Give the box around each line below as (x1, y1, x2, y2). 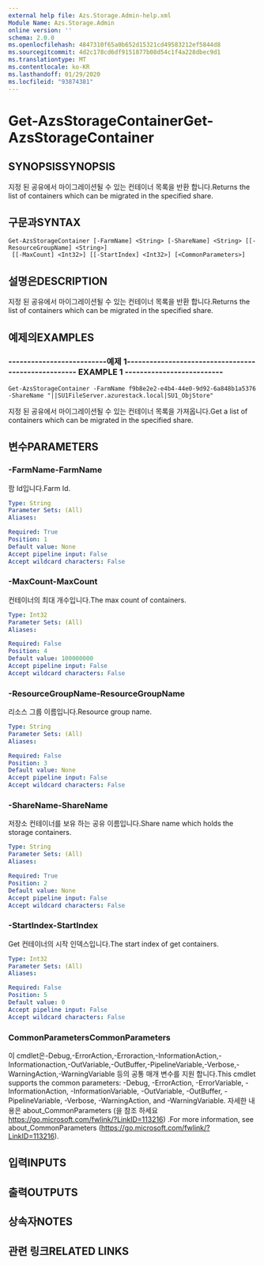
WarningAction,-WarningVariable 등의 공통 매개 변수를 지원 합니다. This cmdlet (8, 1069, 256, 1078)
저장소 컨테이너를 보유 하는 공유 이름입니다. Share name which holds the (8, 819, 234, 829)
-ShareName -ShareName (8, 800, 108, 811)
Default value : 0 (8, 999, 66, 1006)
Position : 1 (8, 535, 47, 543)
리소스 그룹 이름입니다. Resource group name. (8, 707, 153, 716)
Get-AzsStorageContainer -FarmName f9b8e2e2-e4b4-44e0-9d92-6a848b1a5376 (8, 384, 257, 392)
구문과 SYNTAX (8, 215, 81, 229)
